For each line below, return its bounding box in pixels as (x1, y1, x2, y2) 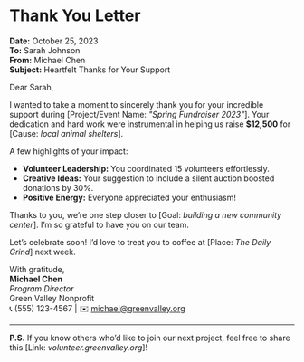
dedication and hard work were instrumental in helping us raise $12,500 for (9, 119, 291, 129)
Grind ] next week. (9, 246, 76, 257)
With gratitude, (9, 263, 65, 274)
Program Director (9, 282, 74, 294)
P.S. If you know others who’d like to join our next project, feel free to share (9, 332, 291, 343)
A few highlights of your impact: (9, 146, 128, 157)
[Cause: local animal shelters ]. (9, 128, 124, 138)
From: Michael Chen (9, 54, 86, 65)
